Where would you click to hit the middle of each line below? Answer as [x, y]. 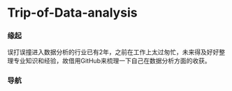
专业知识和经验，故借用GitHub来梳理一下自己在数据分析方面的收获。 [112, 61]
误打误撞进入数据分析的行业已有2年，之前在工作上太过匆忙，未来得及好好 [113, 52]
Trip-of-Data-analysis [72, 13]
